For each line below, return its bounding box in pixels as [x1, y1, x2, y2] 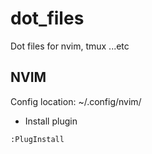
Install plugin [24, 115, 78, 127]
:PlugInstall [10, 134, 65, 144]
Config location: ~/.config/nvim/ [10, 95, 142, 107]
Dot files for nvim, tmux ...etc [10, 40, 130, 52]
